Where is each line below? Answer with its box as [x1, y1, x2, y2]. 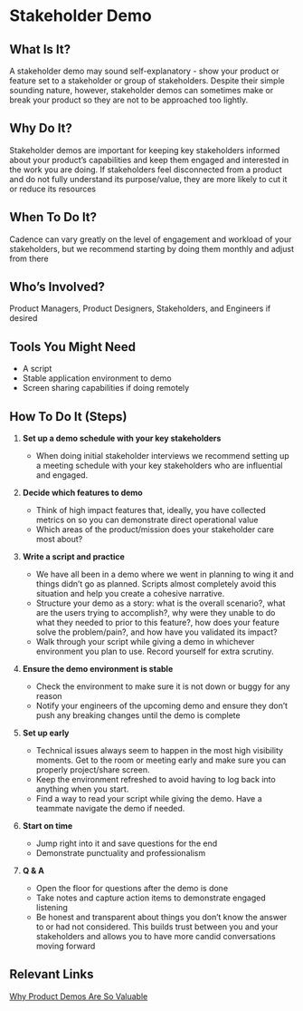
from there [9, 253, 50, 264]
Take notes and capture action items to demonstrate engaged [35, 892, 267, 903]
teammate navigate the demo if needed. [35, 803, 185, 814]
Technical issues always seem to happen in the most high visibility [35, 745, 283, 756]
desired [9, 313, 38, 324]
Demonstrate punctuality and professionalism [35, 848, 206, 859]
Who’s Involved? [9, 279, 106, 295]
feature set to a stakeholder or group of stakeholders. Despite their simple [9, 75, 285, 86]
